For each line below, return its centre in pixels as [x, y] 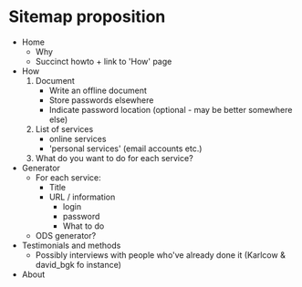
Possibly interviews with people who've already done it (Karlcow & [161, 255]
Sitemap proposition [87, 17]
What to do [83, 226]
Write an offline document [98, 90]
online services [78, 138]
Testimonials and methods [71, 245]
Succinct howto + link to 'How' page [104, 61]
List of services [64, 128]
